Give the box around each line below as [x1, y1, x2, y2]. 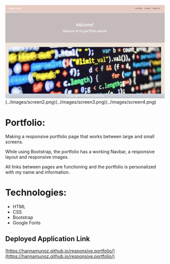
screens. [5, 139, 24, 145]
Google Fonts [12, 220, 41, 226]
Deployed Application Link [5, 234, 90, 243]
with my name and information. [5, 169, 70, 175]
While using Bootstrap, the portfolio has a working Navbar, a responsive [5, 149, 155, 155]
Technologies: [5, 187, 67, 198]
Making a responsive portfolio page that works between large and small [5, 134, 155, 140]
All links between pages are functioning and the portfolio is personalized [5, 164, 156, 170]
